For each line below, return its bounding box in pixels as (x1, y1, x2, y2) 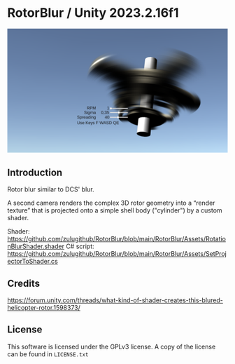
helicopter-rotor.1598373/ (7, 304, 80, 312)
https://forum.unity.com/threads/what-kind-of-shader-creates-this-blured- (7, 296, 224, 304)
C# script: (66, 242, 94, 250)
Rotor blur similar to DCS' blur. (7, 185, 94, 194)
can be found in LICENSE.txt (7, 349, 89, 358)
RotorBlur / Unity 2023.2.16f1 (7, 5, 180, 21)
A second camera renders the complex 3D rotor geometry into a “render (7, 198, 215, 208)
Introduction (7, 166, 63, 178)
